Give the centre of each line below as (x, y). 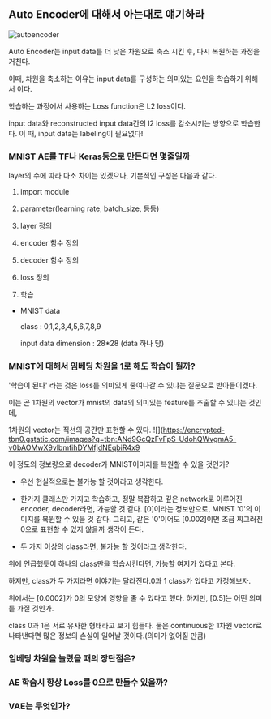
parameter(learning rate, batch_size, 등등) (90, 208)
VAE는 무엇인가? (39, 706)
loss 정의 (35, 277)
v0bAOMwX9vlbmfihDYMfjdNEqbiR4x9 (74, 447)
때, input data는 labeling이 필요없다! (85, 133)
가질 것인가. (35, 608)
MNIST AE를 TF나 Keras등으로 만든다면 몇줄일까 (99, 156)
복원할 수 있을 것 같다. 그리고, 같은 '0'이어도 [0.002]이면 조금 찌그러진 (153, 519)
